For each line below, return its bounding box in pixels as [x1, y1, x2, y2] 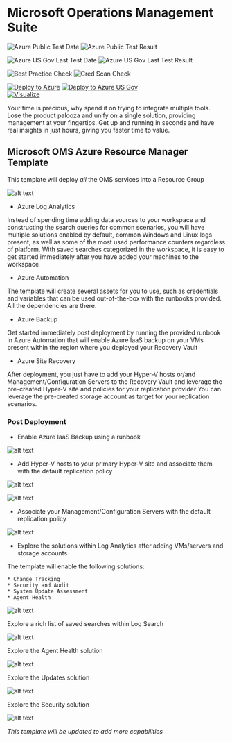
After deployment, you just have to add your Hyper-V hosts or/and [7, 370, 196, 378]
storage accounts [17, 549, 68, 557]
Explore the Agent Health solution [7, 647, 103, 655]
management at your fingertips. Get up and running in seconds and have [7, 118, 215, 126]
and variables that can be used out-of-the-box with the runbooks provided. [7, 294, 222, 303]
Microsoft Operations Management [7, 5, 214, 21]
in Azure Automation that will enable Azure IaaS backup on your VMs [7, 335, 204, 344]
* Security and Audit [7, 582, 70, 589]
